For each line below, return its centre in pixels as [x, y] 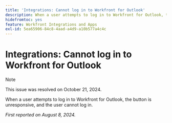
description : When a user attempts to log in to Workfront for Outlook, [84, 15]
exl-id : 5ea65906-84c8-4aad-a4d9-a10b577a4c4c [56, 29]
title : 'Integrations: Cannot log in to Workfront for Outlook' [75, 10]
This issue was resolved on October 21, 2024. [53, 90]
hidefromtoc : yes [24, 19]
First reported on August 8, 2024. [40, 115]
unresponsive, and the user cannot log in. [49, 105]
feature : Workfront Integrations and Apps [51, 24]
